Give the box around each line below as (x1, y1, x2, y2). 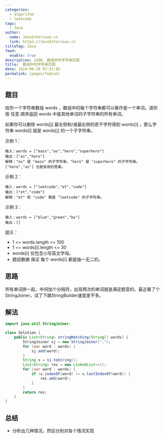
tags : (5, 21, 16, 26)
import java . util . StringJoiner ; (5, 321, 71, 326)
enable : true (9, 53, 36, 58)
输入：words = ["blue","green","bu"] (5, 215, 80, 219)
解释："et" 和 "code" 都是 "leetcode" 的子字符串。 (5, 195, 104, 200)
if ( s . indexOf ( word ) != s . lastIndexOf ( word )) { (31, 372, 131, 376)
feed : (5, 48, 16, 53)
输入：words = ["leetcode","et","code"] (5, 184, 87, 189)
